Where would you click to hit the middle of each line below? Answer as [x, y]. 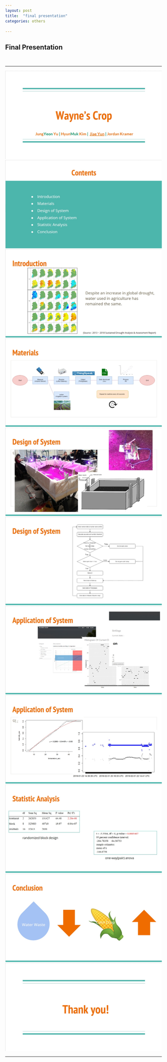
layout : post [19, 10]
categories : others [25, 21]
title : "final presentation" [37, 16]
